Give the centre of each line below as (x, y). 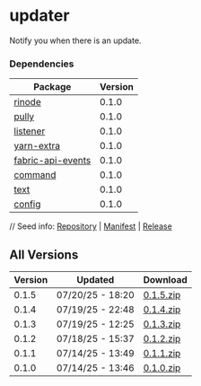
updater (39, 16)
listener (30, 131)
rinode (28, 102)
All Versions (44, 254)
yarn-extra (37, 146)
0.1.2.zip (162, 339)
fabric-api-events (52, 161)
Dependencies (42, 64)
